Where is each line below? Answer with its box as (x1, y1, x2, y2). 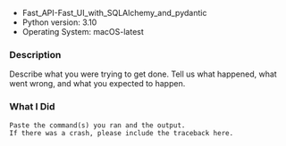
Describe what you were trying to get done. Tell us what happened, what (9, 69, 277, 79)
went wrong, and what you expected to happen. (9, 78, 186, 89)
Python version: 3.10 (21, 17, 97, 28)
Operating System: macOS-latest (21, 27, 145, 36)
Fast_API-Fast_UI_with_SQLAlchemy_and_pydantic (21, 8, 207, 18)
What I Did (9, 101, 55, 113)
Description (9, 48, 62, 61)
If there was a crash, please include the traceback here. (9, 128, 234, 137)
